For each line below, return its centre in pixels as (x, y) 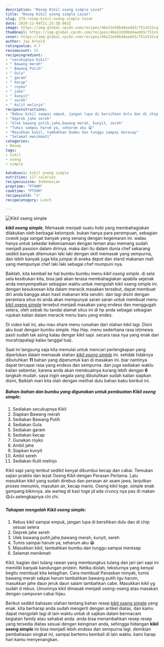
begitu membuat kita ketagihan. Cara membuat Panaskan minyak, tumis (77, 573)
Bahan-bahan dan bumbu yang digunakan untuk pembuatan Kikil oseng (81, 392)
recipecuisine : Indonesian (33, 182)
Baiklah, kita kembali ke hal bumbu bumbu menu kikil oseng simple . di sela (80, 273)
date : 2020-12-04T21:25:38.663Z (38, 23)
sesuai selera (26, 527)
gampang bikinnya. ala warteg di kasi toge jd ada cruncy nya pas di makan (80, 491)
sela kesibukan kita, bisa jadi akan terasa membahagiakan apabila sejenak (80, 278)
